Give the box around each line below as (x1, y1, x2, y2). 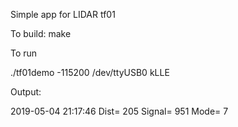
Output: (10, 86, 42, 98)
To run (10, 47, 38, 59)
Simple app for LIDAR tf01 (10, 9, 116, 20)
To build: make (10, 28, 72, 39)
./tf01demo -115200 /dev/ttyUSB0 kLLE (10, 67, 170, 78)
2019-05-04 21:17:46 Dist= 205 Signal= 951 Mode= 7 (10, 105, 229, 117)
